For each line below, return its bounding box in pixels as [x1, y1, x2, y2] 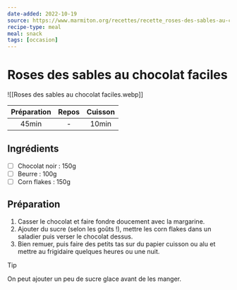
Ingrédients [7, 143, 59, 155]
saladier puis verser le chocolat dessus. [17, 232, 133, 241]
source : [7, 17, 30, 24]
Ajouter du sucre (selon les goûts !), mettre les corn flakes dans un [17, 224, 212, 233]
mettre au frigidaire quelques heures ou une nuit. [17, 247, 160, 255]
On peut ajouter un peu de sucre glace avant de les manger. [7, 274, 182, 283]
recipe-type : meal [7, 23, 61, 30]
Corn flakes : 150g [17, 178, 71, 186]
